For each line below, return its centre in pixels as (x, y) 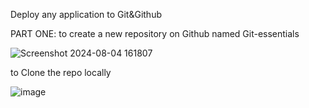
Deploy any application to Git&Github (86, 14)
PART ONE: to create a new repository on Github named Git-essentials (155, 33)
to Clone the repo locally (61, 72)
